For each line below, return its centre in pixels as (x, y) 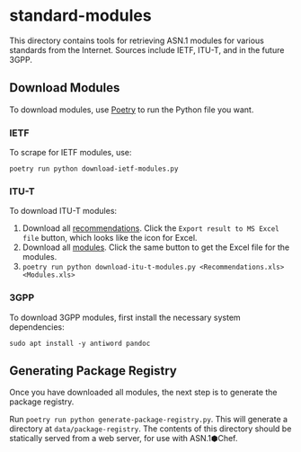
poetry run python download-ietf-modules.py (94, 169)
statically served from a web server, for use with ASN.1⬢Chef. (124, 439)
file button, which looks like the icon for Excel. (110, 238)
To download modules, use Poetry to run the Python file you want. (132, 110)
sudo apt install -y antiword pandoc (80, 343)
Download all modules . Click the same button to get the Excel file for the (156, 247)
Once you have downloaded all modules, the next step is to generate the (143, 393)
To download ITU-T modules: (63, 211)
